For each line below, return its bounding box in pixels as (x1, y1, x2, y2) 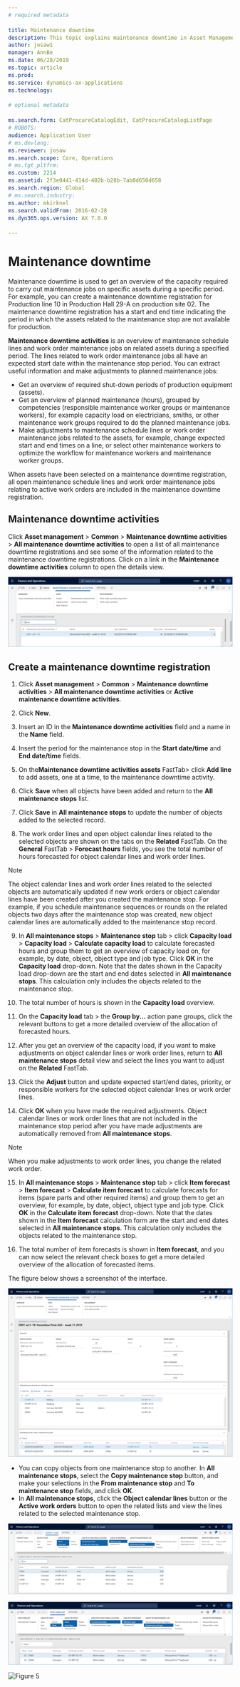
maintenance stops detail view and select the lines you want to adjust (18, 1056, 225, 1065)
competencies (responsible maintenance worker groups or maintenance (18, 403, 231, 412)
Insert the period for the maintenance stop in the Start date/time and (18, 744, 221, 753)
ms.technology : (8, 86, 53, 94)
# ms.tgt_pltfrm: (8, 162, 60, 169)
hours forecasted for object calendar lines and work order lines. (18, 852, 206, 861)
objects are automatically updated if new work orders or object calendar (8, 887, 220, 896)
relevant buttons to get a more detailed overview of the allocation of (18, 1020, 218, 1028)
